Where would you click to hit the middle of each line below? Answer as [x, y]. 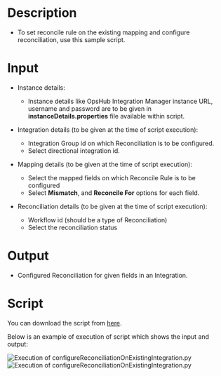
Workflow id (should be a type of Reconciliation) [98, 220]
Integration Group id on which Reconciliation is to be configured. [121, 143]
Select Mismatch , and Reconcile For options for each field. [114, 193]
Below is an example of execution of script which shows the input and [108, 336]
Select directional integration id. [74, 150]
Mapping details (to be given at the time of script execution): [105, 164]
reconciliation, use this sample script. [71, 39]
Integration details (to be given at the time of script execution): [108, 129]
